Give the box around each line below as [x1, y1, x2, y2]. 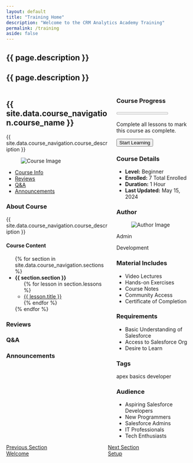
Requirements [116, 312, 158, 320]
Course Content [6, 242, 46, 249]
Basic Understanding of [125, 326, 183, 333]
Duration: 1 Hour [125, 180, 166, 187]
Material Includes [116, 259, 168, 267]
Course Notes [125, 285, 159, 292]
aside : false [6, 31, 38, 37]
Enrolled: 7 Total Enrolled [125, 174, 187, 181]
